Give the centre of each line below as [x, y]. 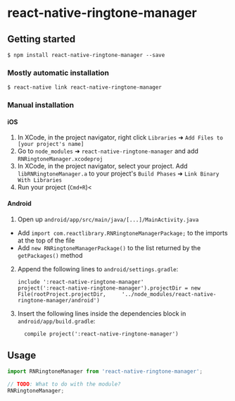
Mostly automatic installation [58, 73]
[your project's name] [51, 144]
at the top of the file [46, 240]
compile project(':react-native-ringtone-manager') [101, 334]
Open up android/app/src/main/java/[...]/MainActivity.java [108, 219]
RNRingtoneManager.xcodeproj [60, 159]
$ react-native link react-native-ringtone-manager [84, 87]
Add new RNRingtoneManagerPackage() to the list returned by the [109, 247]
